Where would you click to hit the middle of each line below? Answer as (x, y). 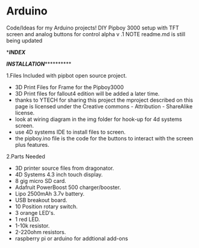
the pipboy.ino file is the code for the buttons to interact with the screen (104, 138)
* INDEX (16, 52)
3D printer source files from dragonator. (65, 168)
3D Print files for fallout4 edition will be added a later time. (87, 93)
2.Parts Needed (26, 156)
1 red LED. (27, 219)
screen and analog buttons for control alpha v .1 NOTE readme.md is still (96, 34)
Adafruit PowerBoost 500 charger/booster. (68, 187)
